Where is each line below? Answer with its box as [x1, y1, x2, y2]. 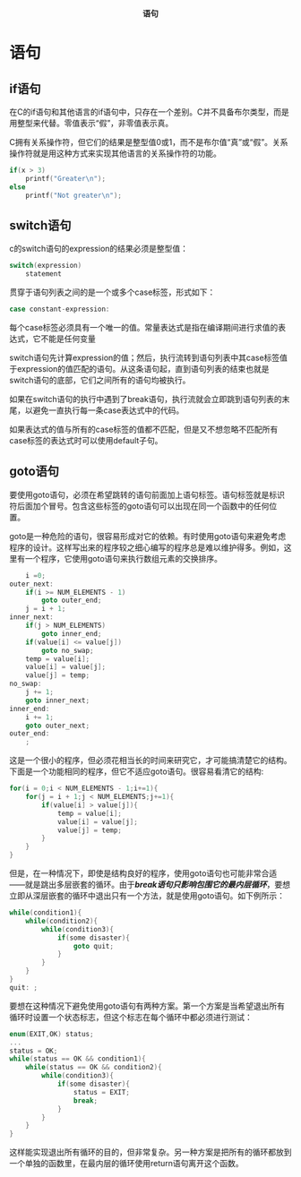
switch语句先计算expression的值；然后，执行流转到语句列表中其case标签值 [9, 352, 288, 363]
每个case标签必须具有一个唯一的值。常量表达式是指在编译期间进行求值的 [9, 322, 279, 332]
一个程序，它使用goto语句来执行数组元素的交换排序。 [24, 553, 222, 563]
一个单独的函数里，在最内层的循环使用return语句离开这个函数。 [9, 1158, 244, 1169]
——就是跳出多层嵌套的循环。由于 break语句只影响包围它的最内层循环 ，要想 [9, 880, 291, 889]
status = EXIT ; [73, 1087, 130, 1096]
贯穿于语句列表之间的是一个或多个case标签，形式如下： [9, 287, 216, 297]
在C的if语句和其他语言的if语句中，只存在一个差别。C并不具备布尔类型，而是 [9, 107, 289, 117]
